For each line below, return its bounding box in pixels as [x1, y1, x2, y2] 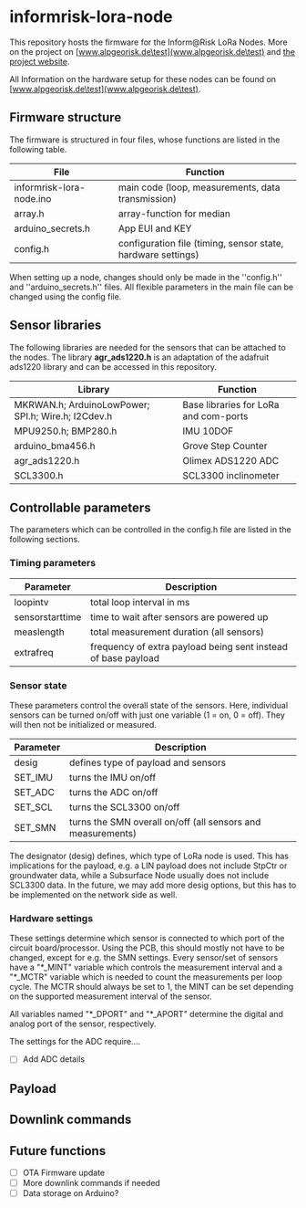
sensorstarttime [14, 610, 82, 623]
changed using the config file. [9, 290, 122, 302]
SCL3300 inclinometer [182, 468, 280, 481]
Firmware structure [9, 110, 122, 125]
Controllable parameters [9, 499, 152, 515]
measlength [14, 625, 66, 638]
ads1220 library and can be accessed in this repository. [9, 361, 217, 372]
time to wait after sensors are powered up [90, 610, 269, 623]
